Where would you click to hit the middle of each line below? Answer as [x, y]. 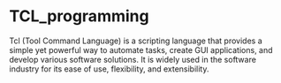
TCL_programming [79, 16]
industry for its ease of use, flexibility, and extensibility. [109, 69]
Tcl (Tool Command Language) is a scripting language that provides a [136, 41]
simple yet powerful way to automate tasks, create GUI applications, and [141, 49]
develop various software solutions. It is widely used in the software [133, 59]
